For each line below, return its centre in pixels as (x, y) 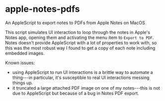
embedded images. (25, 53)
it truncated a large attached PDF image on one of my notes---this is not (86, 88)
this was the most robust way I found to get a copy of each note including (80, 48)
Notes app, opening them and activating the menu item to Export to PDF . (80, 37)
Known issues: (20, 63)
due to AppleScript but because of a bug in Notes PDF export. (76, 93)
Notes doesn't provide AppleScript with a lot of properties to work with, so (81, 42)
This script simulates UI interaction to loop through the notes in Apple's (78, 32)
